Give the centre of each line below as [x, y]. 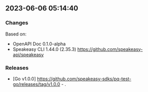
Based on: [16, 34]
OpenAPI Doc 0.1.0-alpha [39, 44]
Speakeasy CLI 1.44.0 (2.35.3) [45, 49]
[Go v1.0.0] [24, 79]
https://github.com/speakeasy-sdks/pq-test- [84, 79]
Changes [17, 23]
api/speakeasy [28, 54]
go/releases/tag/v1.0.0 [36, 84]
